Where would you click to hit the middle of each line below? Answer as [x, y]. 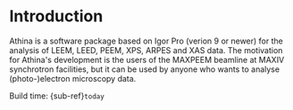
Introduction [56, 16]
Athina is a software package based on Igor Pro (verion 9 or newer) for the [146, 41]
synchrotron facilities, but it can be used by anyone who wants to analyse [144, 69]
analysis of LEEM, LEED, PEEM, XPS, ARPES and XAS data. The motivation [146, 50]
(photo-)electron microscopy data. [73, 78]
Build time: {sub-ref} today [57, 96]
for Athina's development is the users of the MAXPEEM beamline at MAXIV [147, 59]
